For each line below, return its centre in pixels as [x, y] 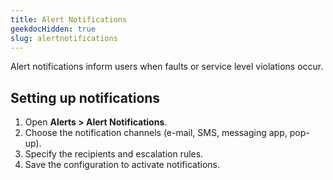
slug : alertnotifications [64, 38]
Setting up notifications [85, 97]
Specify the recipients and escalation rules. [114, 154]
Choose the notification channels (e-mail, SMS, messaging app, [156, 133]
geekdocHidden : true [53, 29]
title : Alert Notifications [69, 19]
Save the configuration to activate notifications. [122, 165]
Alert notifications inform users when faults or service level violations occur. [167, 67]
